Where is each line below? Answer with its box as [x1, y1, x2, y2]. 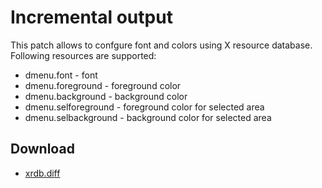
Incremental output [10, 6, 173, 29]
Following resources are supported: [10, 49, 157, 61]
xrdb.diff [24, 167, 61, 179]
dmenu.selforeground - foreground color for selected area [24, 101, 265, 113]
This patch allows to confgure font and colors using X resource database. [10, 39, 313, 51]
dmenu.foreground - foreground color [24, 79, 182, 91]
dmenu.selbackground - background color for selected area [24, 111, 272, 123]
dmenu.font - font [24, 69, 98, 81]
